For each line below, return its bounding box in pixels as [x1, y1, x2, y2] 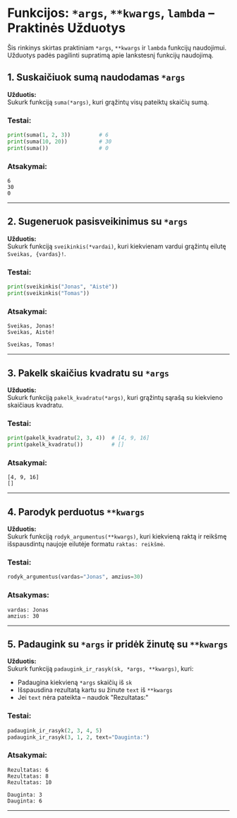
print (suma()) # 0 [7, 144, 109, 151]
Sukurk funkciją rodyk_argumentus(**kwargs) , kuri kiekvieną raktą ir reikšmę [7, 532, 227, 541]
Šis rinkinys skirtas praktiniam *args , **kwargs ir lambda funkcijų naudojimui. [7, 43, 227, 52]
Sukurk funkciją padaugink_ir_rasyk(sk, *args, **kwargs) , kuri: [7, 664, 194, 673]
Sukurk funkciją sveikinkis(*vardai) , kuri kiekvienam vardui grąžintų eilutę [7, 242, 227, 250]
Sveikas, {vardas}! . [7, 249, 66, 258]
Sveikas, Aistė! [7, 329, 55, 336]
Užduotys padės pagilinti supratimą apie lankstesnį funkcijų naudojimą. [7, 51, 214, 59]
